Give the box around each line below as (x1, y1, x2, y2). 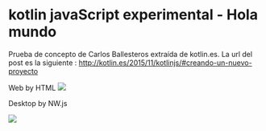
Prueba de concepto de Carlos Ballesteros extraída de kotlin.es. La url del (8, 49, 252, 59)
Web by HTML (8, 83, 56, 92)
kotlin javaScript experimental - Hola (8, 6, 258, 24)
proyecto (8, 66, 39, 76)
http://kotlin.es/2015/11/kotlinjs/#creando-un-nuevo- (78, 58, 252, 68)
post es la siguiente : (8, 58, 77, 68)
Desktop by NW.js (8, 98, 68, 108)
